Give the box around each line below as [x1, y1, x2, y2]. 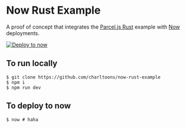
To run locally [6, 58, 58, 68]
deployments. [6, 29, 40, 36]
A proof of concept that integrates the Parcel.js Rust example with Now [6, 23, 180, 30]
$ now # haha [6, 117, 39, 123]
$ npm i [6, 79, 26, 85]
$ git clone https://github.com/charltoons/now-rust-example [6, 74, 161, 80]
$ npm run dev [6, 85, 42, 90]
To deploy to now [6, 101, 71, 111]
